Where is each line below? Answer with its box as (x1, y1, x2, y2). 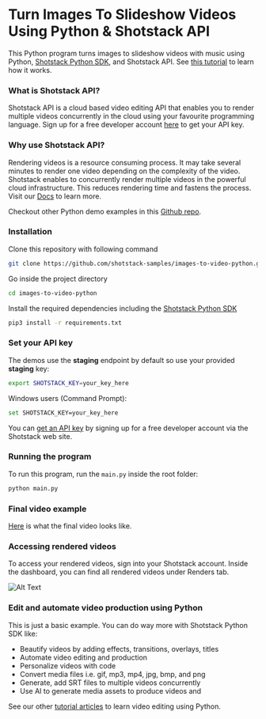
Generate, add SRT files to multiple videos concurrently (19, 678, 201, 687)
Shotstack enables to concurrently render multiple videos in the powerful (8, 174, 247, 184)
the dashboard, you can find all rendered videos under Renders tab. (8, 567, 230, 577)
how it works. (8, 65, 52, 74)
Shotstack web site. (8, 431, 73, 441)
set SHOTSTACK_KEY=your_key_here (8, 409, 119, 417)
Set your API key (8, 338, 74, 349)
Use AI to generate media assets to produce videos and (19, 686, 202, 695)
